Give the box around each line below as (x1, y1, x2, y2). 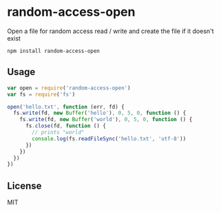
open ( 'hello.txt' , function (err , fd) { (7, 103, 125, 110)
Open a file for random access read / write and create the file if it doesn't (7, 27, 215, 35)
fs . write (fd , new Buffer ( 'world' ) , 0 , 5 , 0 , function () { (19, 116, 193, 123)
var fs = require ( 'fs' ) (7, 91, 76, 98)
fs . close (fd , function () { (25, 123, 107, 129)
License (7, 180, 42, 191)
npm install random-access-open (7, 47, 100, 54)
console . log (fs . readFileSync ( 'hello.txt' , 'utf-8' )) (32, 135, 187, 142)
